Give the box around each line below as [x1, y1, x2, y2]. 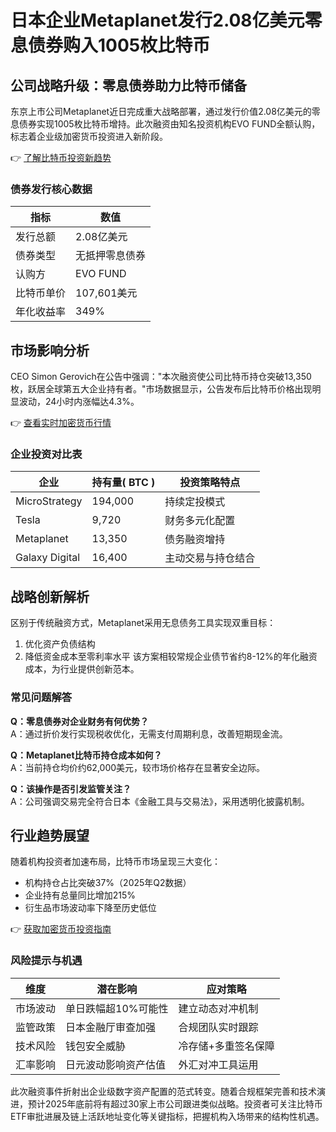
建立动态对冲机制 [178, 1001, 259, 1015]
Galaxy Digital [15, 551, 81, 565]
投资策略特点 [179, 476, 241, 490]
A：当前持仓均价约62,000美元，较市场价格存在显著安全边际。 [10, 761, 266, 773]
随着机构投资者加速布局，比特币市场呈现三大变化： [10, 856, 221, 868]
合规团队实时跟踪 [178, 1020, 259, 1034]
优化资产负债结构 [24, 638, 96, 650]
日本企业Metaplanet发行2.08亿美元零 [10, 9, 323, 32]
